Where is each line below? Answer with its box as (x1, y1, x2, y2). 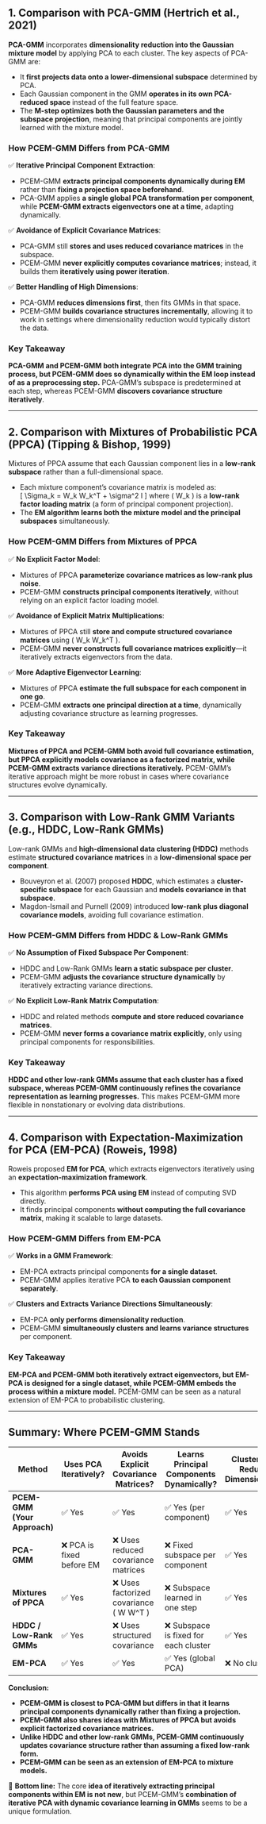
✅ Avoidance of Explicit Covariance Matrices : (8, 225, 161, 235)
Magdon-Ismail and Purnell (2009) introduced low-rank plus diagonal (19, 901, 249, 911)
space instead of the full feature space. (49, 97, 179, 106)
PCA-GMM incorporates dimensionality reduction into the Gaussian (8, 40, 234, 49)
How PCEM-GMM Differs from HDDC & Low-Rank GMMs (8, 929, 229, 941)
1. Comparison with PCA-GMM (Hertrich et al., (8, 6, 240, 20)
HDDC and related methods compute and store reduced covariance (19, 1011, 244, 1021)
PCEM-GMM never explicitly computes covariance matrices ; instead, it (19, 258, 257, 268)
